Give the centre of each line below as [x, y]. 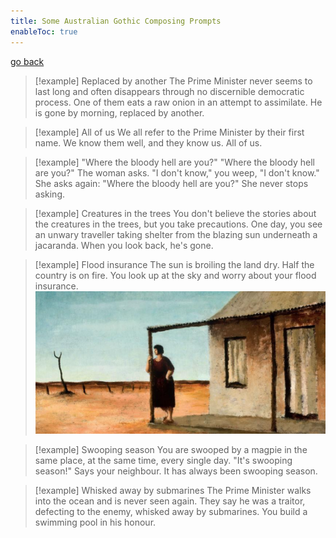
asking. [50, 194]
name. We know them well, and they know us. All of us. [148, 142]
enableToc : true [44, 31]
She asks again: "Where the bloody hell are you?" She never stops [171, 183]
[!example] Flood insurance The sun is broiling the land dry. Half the [174, 264]
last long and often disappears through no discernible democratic [169, 91]
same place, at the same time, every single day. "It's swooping [163, 461]
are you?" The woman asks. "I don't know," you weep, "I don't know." [177, 172]
